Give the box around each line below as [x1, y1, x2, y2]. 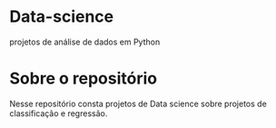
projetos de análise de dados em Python [9, 36, 161, 47]
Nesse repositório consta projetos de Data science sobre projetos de [9, 98, 268, 109]
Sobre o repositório [9, 68, 157, 89]
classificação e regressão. [9, 107, 108, 119]
